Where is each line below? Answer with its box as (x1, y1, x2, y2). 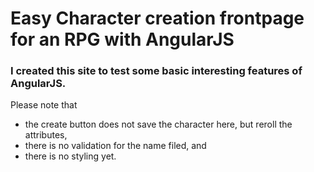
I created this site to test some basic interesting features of (10, 64, 303, 78)
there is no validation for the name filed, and (24, 140, 207, 152)
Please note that (10, 99, 78, 111)
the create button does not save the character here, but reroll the (24, 118, 293, 131)
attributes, (24, 129, 68, 141)
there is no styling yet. (24, 150, 117, 162)
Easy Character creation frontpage (10, 7, 305, 30)
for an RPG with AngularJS (10, 28, 235, 51)
